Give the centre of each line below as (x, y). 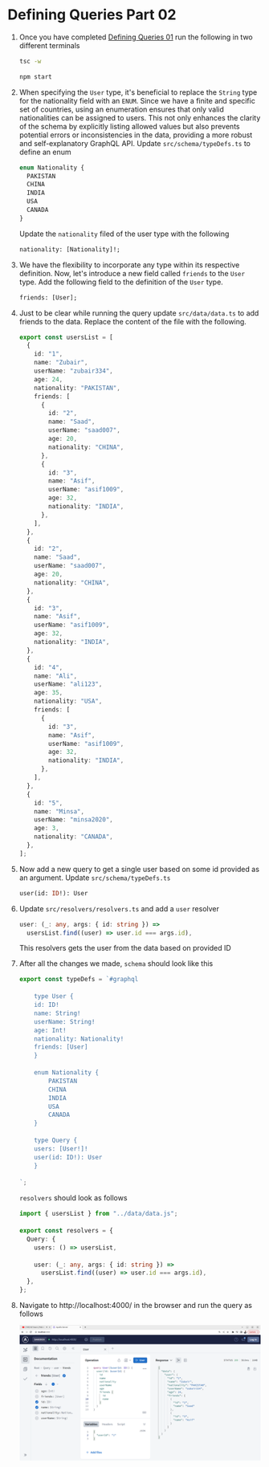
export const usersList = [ (66, 337)
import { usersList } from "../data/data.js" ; (98, 1214)
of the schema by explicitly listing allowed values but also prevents (129, 126)
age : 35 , (49, 693)
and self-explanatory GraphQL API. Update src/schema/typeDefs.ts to (134, 143)
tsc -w (30, 61)
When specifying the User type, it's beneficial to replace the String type (138, 92)
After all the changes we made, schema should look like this (116, 964)
